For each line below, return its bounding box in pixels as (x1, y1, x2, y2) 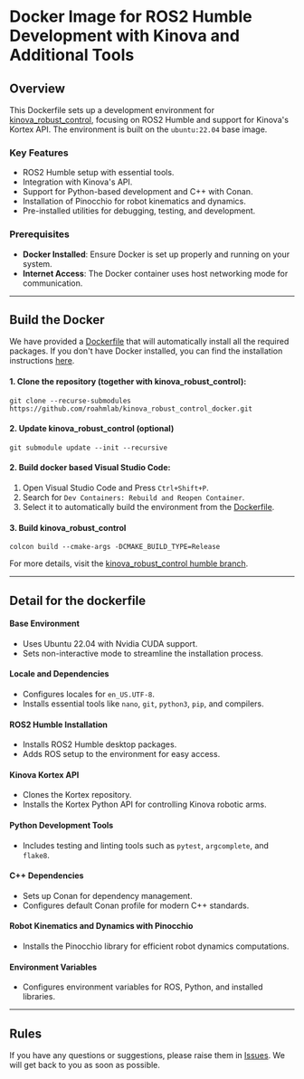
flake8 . (22, 849, 50, 860)
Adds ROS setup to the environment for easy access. (22, 749, 221, 760)
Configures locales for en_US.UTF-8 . (22, 689, 156, 700)
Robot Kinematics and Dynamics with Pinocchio (9, 921, 194, 932)
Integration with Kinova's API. (22, 176, 133, 187)
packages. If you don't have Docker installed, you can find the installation (9, 345, 283, 356)
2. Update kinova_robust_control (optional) (9, 423, 175, 434)
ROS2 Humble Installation (9, 719, 109, 730)
